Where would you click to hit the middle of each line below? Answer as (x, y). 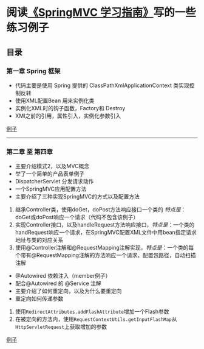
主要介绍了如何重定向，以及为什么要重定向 (68, 291)
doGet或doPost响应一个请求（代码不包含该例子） (77, 217)
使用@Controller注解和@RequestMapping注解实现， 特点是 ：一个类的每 (104, 248)
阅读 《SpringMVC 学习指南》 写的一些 (101, 12)
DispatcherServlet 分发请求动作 (54, 182)
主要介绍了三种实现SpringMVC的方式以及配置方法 (77, 197)
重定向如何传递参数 (39, 298)
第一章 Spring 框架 (33, 71)
